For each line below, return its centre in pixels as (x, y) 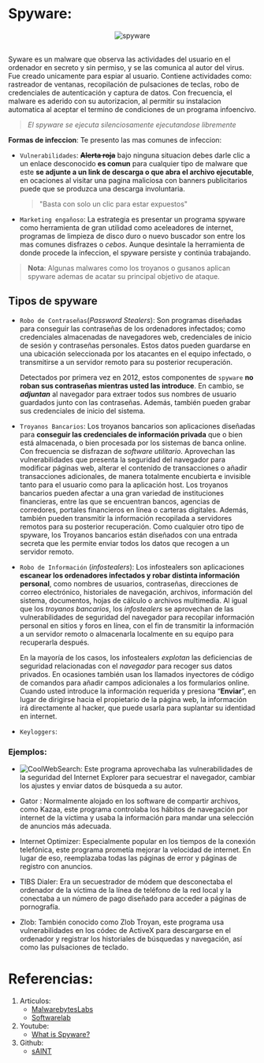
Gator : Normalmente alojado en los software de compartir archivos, (130, 801)
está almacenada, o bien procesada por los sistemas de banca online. (133, 443)
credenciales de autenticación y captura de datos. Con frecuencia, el (120, 92)
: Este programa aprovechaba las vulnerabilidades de (167, 769)
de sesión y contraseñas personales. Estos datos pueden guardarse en (135, 345)
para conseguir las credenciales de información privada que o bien (131, 434)
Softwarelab (51, 1017)
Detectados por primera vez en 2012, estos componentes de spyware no (136, 377)
